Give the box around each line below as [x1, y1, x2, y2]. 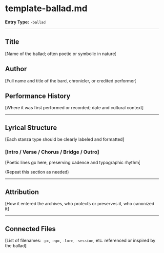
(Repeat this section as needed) [5, 169, 69, 175]
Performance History [5, 92, 71, 100]
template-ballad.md [5, 3, 88, 14]
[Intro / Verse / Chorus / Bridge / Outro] [5, 149, 99, 156]
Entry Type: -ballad [5, 19, 46, 25]
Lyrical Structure [5, 123, 57, 132]
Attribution [5, 188, 39, 196]
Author [5, 65, 27, 73]
